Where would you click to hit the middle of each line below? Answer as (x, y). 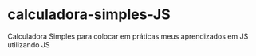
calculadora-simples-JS (89, 15)
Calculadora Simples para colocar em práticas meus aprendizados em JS (128, 36)
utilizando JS (29, 44)
